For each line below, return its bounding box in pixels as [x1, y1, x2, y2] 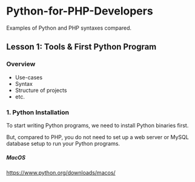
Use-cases [15, 74, 43, 81]
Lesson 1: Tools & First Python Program [6, 42, 157, 52]
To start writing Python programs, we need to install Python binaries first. [6, 122, 189, 129]
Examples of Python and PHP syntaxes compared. [6, 24, 132, 31]
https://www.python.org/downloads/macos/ [6, 169, 116, 176]
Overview [6, 60, 36, 68]
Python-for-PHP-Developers [6, 4, 153, 18]
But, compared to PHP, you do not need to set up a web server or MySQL [6, 133, 189, 140]
